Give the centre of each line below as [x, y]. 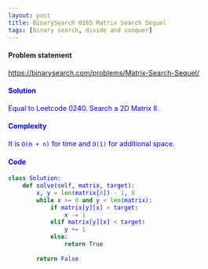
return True [84, 245]
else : [59, 237]
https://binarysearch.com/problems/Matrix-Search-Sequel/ [104, 72]
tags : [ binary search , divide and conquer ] [80, 30]
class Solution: [35, 179]
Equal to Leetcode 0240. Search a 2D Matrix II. [84, 108]
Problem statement [40, 55]
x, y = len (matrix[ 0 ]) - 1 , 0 [86, 193]
